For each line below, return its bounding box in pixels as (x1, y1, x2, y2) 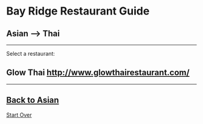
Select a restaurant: (6, 50, 56, 57)
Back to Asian (6, 95, 59, 105)
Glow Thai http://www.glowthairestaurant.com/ (6, 68, 190, 78)
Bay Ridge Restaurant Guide (6, 4, 150, 18)
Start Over (6, 111, 32, 119)
